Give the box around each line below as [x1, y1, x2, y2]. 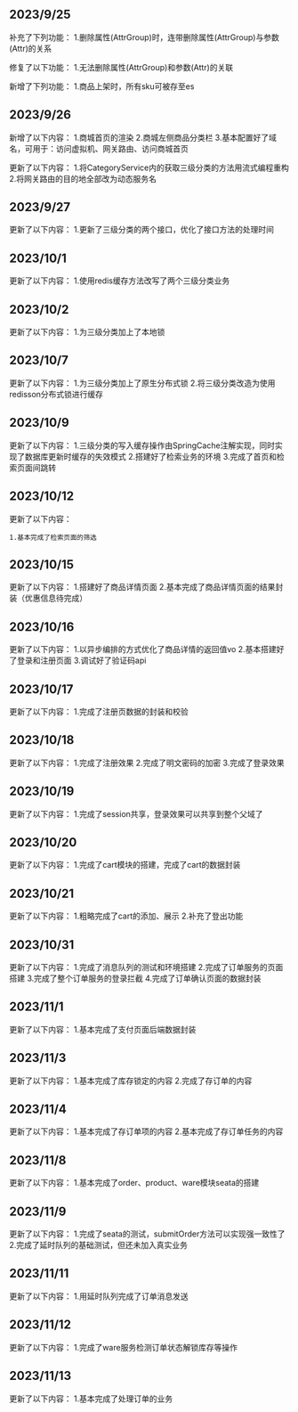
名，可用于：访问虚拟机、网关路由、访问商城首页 [9, 143, 189, 154]
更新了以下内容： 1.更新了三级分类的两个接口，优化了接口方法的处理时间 [9, 224, 274, 235]
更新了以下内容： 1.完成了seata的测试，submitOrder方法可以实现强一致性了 [9, 1228, 286, 1239]
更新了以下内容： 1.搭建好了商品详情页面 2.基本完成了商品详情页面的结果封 [9, 582, 284, 592]
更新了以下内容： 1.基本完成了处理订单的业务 [9, 1393, 173, 1404]
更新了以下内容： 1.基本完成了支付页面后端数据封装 [9, 1024, 197, 1034]
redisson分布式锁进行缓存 [9, 388, 104, 399]
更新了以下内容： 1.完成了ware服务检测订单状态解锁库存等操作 [9, 1342, 238, 1352]
